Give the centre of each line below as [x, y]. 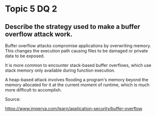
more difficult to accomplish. [33, 90]
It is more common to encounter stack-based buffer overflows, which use [78, 65]
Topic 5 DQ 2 [31, 9]
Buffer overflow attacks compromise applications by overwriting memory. [78, 46]
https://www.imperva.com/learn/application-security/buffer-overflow [74, 109]
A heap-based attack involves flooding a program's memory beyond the [77, 80]
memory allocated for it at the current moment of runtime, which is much [77, 85]
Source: [13, 99]
